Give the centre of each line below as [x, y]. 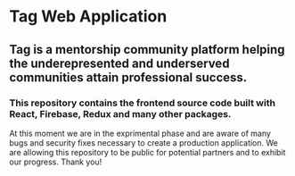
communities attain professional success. [128, 77]
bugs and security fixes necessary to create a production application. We [143, 142]
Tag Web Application [88, 17]
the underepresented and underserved [119, 63]
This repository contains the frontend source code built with [143, 103]
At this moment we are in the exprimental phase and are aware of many [140, 133]
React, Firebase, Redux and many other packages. [120, 113]
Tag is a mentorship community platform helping [147, 50]
